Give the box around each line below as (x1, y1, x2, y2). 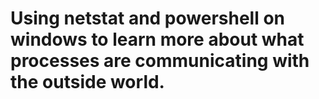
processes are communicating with (10, 50, 310, 72)
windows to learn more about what (10, 28, 305, 51)
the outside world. (10, 71, 165, 94)
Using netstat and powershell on (10, 7, 286, 30)
